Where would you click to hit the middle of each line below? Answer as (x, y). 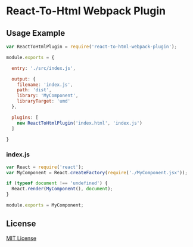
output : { (24, 79)
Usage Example (36, 33)
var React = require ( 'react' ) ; (45, 167)
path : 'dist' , (34, 90)
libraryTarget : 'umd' (43, 101)
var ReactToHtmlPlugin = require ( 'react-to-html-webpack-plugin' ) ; (92, 47)
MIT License (21, 238)
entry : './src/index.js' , (44, 68)
